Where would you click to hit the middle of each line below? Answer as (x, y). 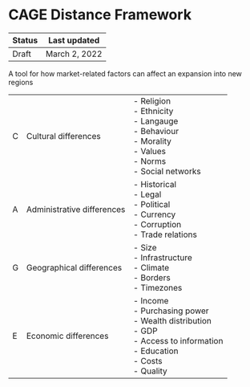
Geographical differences (74, 267)
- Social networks (167, 171)
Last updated (74, 40)
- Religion (152, 100)
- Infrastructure (163, 257)
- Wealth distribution (173, 320)
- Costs (148, 361)
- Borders (152, 277)
